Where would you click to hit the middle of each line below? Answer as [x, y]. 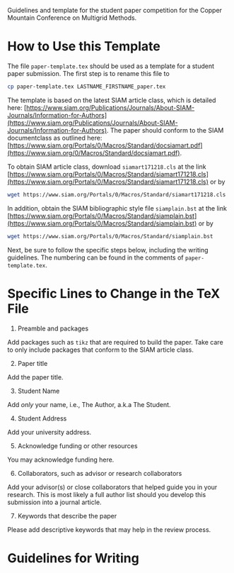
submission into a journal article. [54, 502]
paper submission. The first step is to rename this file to [88, 73]
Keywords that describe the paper [67, 516]
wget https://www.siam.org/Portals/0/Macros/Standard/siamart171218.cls [117, 194]
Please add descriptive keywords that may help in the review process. [109, 529]
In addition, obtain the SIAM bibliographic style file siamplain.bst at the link [117, 208]
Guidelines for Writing [73, 558]
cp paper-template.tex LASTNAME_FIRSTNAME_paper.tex [87, 87]
